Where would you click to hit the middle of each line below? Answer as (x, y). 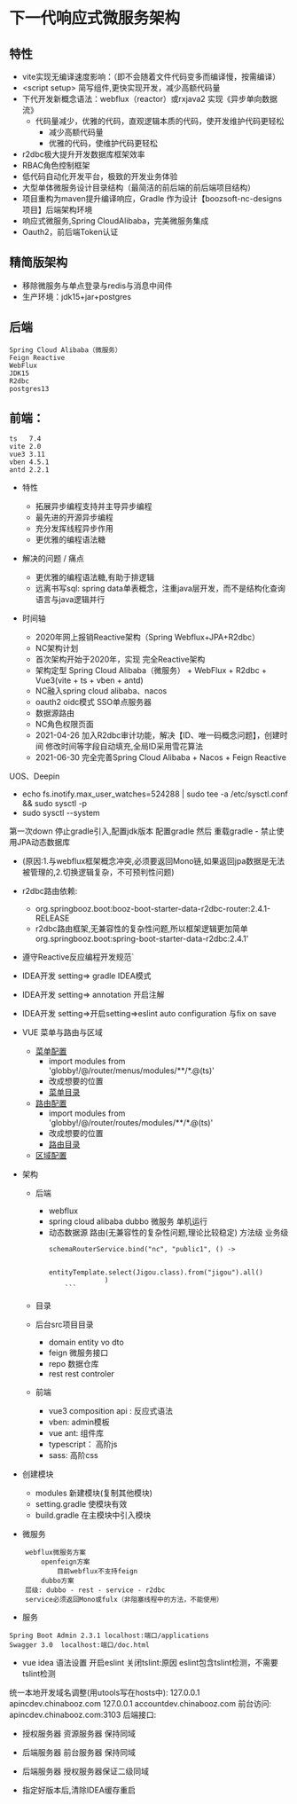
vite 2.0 (25, 447)
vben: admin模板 (79, 1422)
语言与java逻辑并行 (70, 600)
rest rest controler (82, 1374)
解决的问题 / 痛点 (53, 559)
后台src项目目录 (65, 1325)
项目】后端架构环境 (57, 210)
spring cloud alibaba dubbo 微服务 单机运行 (128, 1221)
